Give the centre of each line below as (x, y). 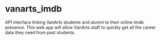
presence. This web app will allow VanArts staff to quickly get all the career (80, 27)
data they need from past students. (40, 32)
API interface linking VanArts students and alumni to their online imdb (74, 22)
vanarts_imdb (34, 9)
